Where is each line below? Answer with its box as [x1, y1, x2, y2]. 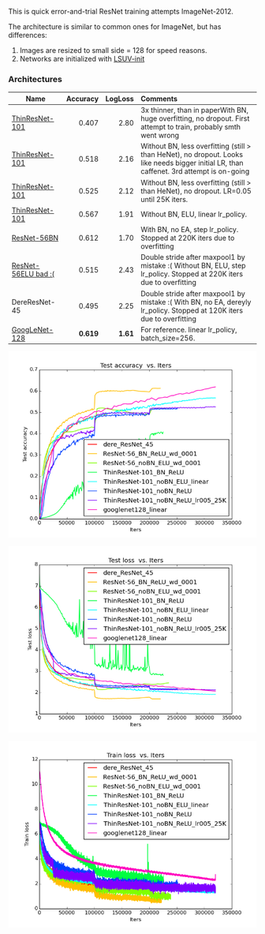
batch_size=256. [140, 333, 196, 343]
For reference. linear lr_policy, [140, 324, 237, 334]
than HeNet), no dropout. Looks [140, 150, 243, 159]
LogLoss [105, 94, 134, 103]
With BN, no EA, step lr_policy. [140, 225, 239, 234]
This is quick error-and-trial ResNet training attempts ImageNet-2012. [8, 7, 234, 16]
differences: [8, 31, 47, 39]
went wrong [140, 130, 180, 141]
